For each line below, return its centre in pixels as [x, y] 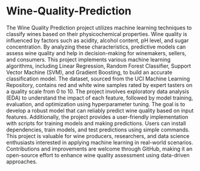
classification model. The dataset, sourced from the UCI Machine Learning [98, 79]
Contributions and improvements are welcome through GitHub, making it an [99, 149]
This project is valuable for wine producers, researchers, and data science [98, 136]
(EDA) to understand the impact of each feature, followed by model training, [100, 98]
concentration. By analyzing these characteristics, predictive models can [96, 47]
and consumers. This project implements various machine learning [88, 59]
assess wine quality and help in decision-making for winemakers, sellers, [96, 53]
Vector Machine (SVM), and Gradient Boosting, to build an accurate [89, 72]
